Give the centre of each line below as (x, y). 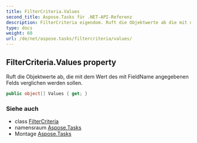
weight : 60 (19, 33)
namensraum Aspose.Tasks (48, 127)
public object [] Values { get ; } (47, 93)
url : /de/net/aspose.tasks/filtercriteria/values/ (69, 39)
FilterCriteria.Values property (61, 62)
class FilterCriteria (37, 121)
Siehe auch (23, 108)
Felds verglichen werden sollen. (45, 83)
